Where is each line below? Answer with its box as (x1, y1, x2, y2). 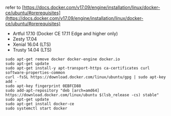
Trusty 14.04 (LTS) (12, 47, 52, 53)
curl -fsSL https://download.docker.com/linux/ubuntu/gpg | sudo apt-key (5, 75, 166, 80)
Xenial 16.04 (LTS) (12, 41, 51, 48)
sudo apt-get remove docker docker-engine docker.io (5, 57, 120, 62)
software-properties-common (5, 70, 66, 75)
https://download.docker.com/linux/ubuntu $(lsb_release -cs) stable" (5, 92, 159, 98)
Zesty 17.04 (12, 36, 37, 42)
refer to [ (5, 5, 24, 10)
